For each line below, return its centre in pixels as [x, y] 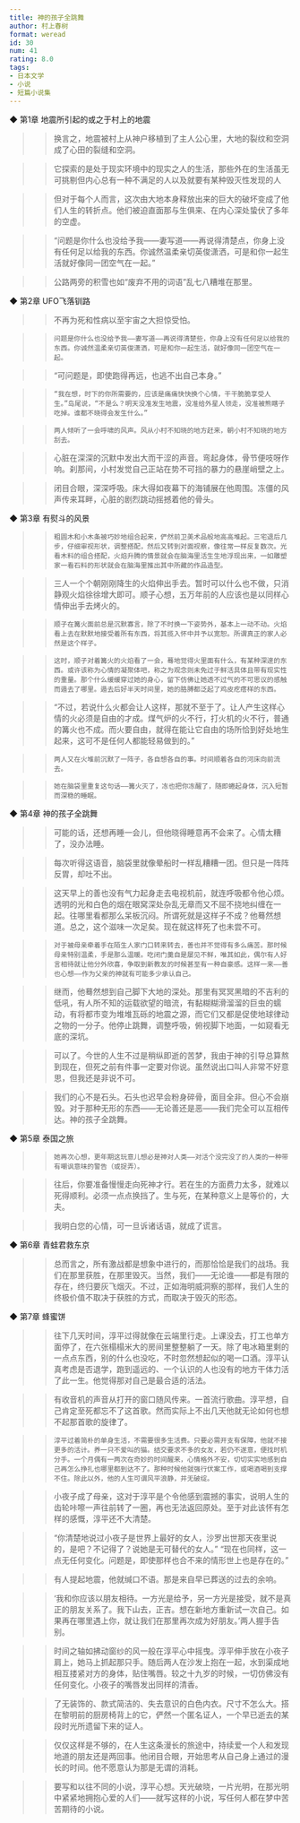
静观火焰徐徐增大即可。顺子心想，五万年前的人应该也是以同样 [167, 594]
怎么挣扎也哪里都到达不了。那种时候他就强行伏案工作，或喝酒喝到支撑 [177, 1469]
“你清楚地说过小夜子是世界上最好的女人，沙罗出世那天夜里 [161, 1537]
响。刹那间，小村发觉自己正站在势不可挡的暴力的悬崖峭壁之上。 [171, 469]
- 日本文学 [27, 76]
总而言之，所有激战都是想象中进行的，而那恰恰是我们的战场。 [167, 1264]
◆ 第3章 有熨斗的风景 [50, 518]
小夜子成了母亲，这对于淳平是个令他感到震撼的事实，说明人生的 [171, 1496]
